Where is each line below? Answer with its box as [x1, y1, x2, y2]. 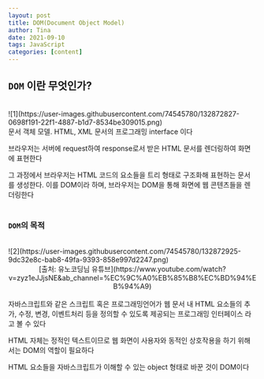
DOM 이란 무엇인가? [8, 80, 92, 93]
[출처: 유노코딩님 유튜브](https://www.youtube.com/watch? [39, 265, 226, 274]
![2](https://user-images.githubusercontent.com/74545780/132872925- [8, 247, 242, 256]
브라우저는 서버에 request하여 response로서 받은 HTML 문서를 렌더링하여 [8, 143, 236, 153]
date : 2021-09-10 [8, 33, 65, 42]
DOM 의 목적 [8, 220, 46, 231]
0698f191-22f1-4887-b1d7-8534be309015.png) [8, 117, 163, 127]
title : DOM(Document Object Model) [8, 19, 125, 27]
